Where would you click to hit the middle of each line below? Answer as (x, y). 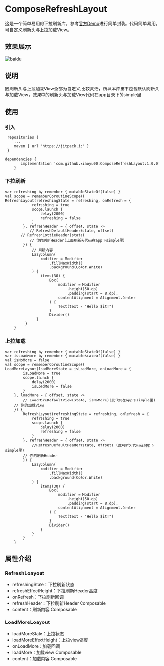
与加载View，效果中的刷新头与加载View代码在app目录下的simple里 (73, 94)
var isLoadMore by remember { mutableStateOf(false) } (63, 356)
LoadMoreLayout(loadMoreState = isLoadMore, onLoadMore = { (68, 369)
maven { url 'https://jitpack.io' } (52, 146)
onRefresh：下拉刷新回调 (38, 597)
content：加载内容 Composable (44, 658)
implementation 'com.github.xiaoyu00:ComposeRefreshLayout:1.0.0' (90, 164)
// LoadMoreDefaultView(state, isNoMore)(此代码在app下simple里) (89, 400)
